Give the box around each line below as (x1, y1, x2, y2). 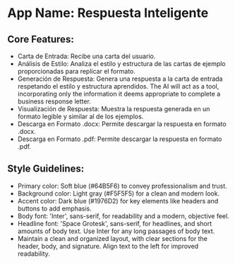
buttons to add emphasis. (17, 204, 92, 213)
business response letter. (17, 97, 92, 106)
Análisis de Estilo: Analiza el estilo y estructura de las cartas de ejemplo (17, 60, 226, 68)
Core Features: (7, 33, 74, 45)
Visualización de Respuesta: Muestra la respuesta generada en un (17, 105, 210, 113)
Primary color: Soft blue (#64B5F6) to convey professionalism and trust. (17, 181, 227, 190)
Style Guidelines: (7, 163, 85, 175)
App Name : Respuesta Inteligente (7, 5, 209, 21)
